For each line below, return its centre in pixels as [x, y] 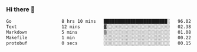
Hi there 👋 [21, 9]
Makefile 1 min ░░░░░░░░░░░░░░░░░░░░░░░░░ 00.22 [99, 37]
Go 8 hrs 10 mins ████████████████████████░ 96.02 [99, 22]
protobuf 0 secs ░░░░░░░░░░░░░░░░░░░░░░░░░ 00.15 [99, 43]
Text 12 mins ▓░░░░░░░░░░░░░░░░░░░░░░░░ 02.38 [99, 27]
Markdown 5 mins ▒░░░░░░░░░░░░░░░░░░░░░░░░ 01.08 [99, 32]
